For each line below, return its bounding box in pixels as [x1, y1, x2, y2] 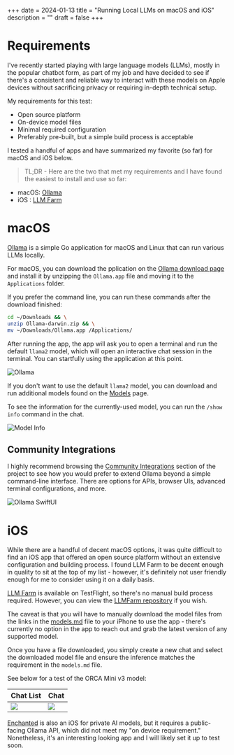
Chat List [10, 691, 42, 700]
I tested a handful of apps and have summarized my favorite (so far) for [7, 146, 213, 155]
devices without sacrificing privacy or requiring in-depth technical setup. [7, 83, 217, 92]
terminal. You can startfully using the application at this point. [7, 354, 184, 362]
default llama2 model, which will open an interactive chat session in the [7, 346, 212, 355]
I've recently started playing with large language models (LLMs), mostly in [7, 61, 220, 69]
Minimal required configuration [17, 125, 106, 134]
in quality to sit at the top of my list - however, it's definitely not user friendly [7, 568, 227, 577]
